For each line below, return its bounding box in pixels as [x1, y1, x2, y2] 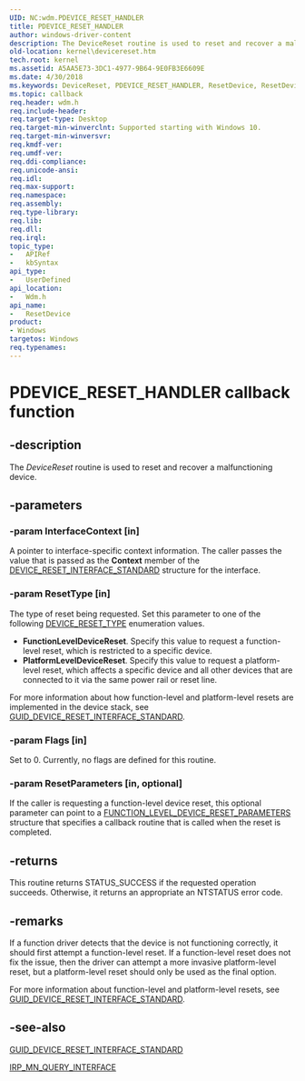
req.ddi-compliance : [9, 156, 88, 166]
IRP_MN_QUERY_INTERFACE [9, 1061, 116, 1073]
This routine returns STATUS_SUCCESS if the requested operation [9, 877, 257, 888]
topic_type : [9, 242, 54, 251]
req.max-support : [9, 183, 75, 192]
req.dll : [9, 225, 43, 234]
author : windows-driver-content [9, 30, 132, 39]
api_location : [9, 284, 64, 293]
